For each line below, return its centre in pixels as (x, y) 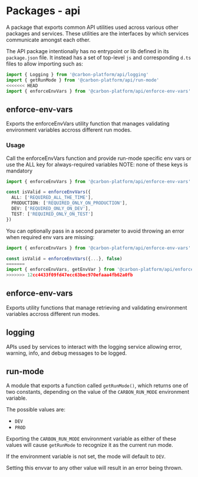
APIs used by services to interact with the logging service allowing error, (94, 347)
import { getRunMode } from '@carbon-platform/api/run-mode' (83, 80)
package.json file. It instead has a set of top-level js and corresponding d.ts (99, 57)
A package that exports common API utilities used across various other (92, 27)
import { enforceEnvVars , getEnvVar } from (60, 270)
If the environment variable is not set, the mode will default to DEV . (86, 456)
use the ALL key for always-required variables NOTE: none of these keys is (97, 164)
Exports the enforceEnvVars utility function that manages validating (88, 124)
